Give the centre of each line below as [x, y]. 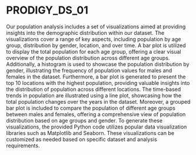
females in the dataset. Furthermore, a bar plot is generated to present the [96, 77]
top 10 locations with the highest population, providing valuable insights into [98, 83]
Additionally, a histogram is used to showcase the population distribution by [98, 64]
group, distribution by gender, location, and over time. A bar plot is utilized [96, 45]
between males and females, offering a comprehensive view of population [96, 114]
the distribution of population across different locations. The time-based [94, 89]
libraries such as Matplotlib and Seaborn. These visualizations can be [90, 133]
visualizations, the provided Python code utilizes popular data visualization [97, 127]
